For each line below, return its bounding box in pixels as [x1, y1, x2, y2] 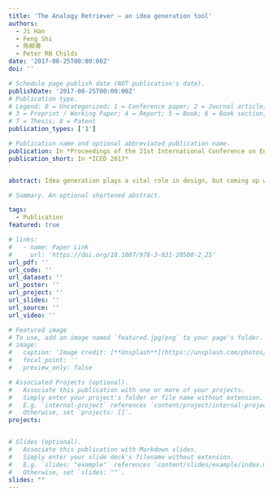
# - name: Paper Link [8, 243, 89, 251]
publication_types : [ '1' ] [8, 125, 96, 133]
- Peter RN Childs [15, 50, 79, 58]
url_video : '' [8, 311, 57, 320]
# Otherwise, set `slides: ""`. [8, 468, 126, 476]
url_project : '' [8, 289, 63, 297]
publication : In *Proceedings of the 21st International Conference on [8, 147, 256, 155]
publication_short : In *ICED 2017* [8, 154, 129, 163]
